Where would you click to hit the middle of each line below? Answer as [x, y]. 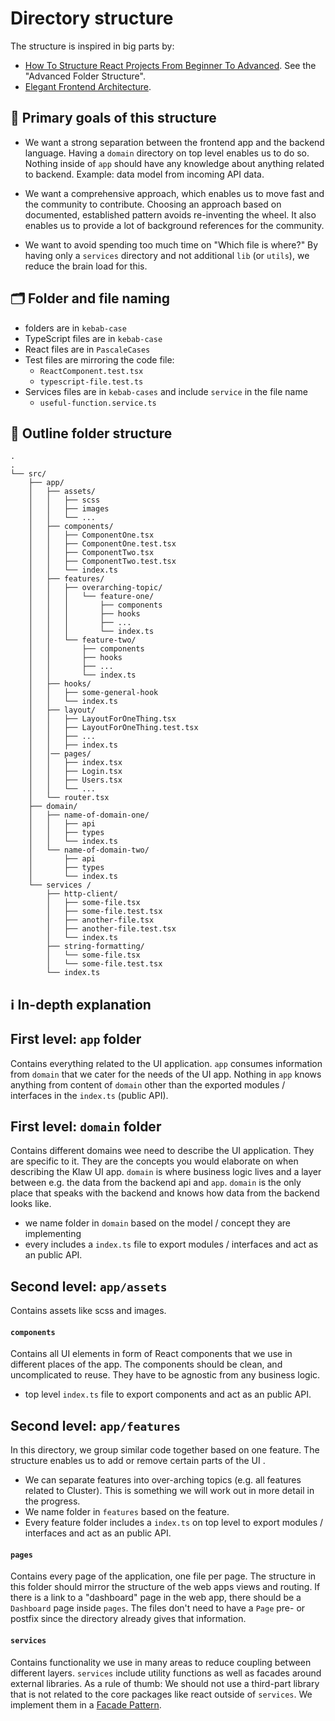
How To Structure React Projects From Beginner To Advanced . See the [170, 65]
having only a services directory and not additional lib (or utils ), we [167, 255]
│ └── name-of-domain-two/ [89, 850]
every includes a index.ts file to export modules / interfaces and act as [171, 1244]
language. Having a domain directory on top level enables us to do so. [167, 153]
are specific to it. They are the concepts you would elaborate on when [154, 1161]
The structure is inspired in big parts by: [92, 46]
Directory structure [92, 18]
